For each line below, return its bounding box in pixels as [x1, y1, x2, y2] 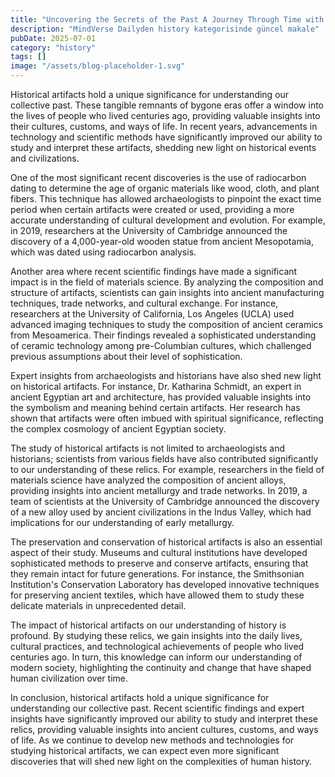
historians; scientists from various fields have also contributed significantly [10, 453, 319, 465]
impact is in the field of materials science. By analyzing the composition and [10, 276, 324, 288]
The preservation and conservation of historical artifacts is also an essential [10, 536, 323, 548]
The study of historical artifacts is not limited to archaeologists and [10, 442, 286, 454]
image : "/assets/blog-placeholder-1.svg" [10, 61, 186, 71]
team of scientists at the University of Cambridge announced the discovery [10, 496, 320, 507]
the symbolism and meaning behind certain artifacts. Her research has [10, 402, 301, 413]
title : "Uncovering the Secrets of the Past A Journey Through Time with [10, 14, 325, 25]
